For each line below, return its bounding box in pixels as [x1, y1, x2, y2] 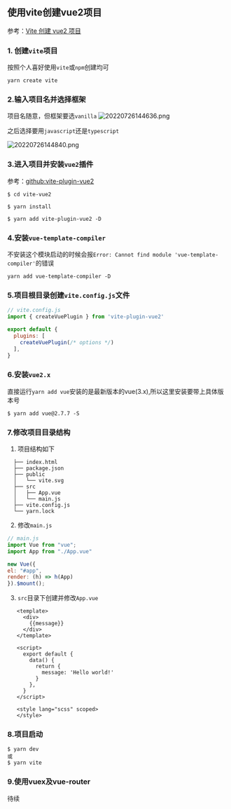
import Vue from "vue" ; [7, 541, 77, 548]
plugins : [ [13, 332, 45, 339]
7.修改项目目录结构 [7, 427, 71, 437]
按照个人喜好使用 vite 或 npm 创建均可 [7, 63, 110, 72]
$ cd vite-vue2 [7, 191, 52, 198]
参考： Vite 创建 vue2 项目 [7, 27, 82, 35]
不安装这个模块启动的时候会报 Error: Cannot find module [7, 250, 171, 258]
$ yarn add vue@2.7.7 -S [7, 409, 80, 417]
